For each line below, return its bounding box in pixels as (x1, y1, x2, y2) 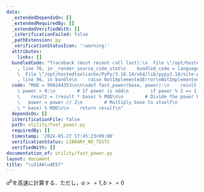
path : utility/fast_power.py (12, 122, 86, 128)
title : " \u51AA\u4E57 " (6, 162, 64, 168)
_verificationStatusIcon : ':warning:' (12, 43, 110, 49)
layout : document (6, 156, 50, 162)
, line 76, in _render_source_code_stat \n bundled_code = (17, 65, 175, 72)
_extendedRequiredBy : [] (12, 20, 75, 26)
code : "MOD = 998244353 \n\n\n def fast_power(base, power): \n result (12, 83, 197, 89)
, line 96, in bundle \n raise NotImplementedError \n (17, 77, 162, 83)
